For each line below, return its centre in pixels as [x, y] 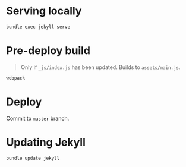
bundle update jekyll [33, 158]
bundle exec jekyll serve [38, 27]
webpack [16, 78]
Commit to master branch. [38, 118]
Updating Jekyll [46, 142]
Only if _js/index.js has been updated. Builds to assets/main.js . [100, 67]
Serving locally [44, 11]
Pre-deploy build [48, 51]
